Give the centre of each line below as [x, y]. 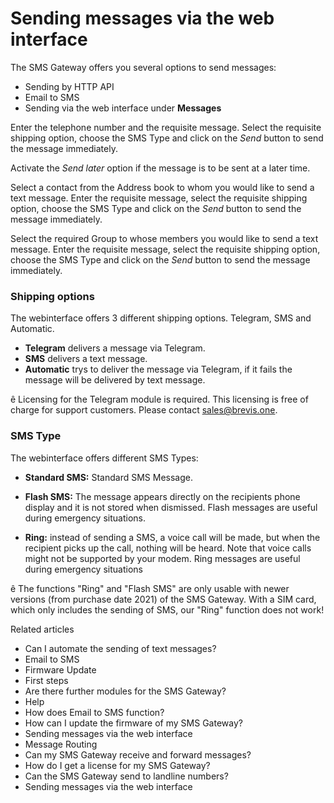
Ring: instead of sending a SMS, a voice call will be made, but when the [172, 537]
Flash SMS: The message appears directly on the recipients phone [162, 496]
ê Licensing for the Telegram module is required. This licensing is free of [159, 399]
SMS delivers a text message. [86, 359]
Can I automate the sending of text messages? [120, 648]
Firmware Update [60, 669]
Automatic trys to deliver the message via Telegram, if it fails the [158, 369]
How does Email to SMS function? [94, 712]
